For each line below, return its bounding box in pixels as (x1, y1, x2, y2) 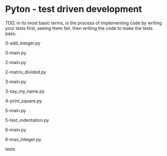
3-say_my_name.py (5, 88, 45, 94)
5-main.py (5, 107, 26, 113)
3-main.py (5, 78, 26, 84)
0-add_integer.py (5, 40, 41, 46)
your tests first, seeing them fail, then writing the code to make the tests (5, 25, 153, 31)
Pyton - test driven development (5, 3, 142, 15)
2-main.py (5, 59, 26, 65)
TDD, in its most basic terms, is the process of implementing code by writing (5, 20, 162, 26)
